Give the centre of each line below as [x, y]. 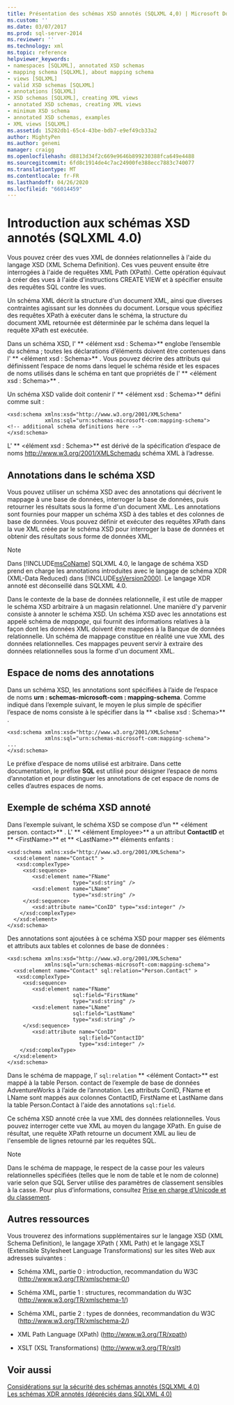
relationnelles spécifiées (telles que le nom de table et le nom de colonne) [113, 1175]
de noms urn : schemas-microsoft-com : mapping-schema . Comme [107, 697]
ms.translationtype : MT [42, 169]
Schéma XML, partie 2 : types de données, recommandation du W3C [116, 1314]
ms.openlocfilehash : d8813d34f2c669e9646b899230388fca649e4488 [101, 157]
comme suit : [26, 402]
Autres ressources [48, 1219]
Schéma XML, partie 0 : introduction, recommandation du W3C [108, 1272]
